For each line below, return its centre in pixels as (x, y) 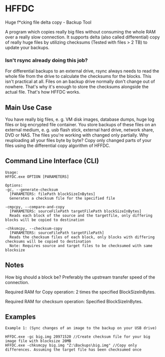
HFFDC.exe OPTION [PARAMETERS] (37, 177)
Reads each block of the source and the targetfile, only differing (81, 215)
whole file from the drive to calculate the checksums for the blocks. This (78, 76)
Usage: (12, 172)
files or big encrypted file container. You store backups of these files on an (81, 125)
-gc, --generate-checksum (31, 190)
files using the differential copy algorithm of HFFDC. (58, 145)
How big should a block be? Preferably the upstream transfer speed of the (80, 277)
